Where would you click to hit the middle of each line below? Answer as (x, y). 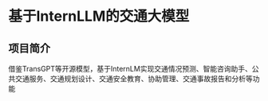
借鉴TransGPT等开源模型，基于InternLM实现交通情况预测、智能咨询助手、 (130, 69)
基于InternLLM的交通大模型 (99, 16)
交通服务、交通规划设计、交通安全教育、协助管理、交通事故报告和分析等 (134, 79)
